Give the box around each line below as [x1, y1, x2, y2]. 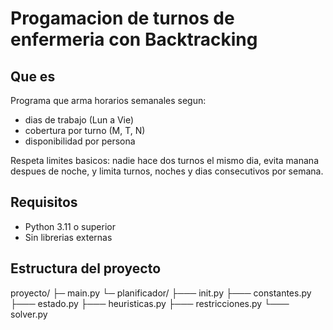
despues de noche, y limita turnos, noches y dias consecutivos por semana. [10, 165, 324, 177]
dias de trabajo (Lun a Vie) [24, 114, 135, 126]
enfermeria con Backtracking [10, 28, 258, 51]
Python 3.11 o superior [24, 220, 116, 232]
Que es [10, 68, 56, 85]
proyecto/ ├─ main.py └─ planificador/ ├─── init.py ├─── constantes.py [10, 287, 312, 299]
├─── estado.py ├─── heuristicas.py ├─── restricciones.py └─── [10, 297, 290, 309]
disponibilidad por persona [24, 135, 136, 147]
